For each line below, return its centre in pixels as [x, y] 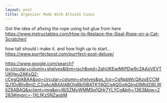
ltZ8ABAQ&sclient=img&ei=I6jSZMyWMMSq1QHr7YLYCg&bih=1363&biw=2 [83, 90]
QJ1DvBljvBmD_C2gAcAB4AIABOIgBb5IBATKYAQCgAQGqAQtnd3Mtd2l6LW [83, 84]
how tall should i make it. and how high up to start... [58, 49]
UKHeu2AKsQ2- [22, 74]
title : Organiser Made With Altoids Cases [50, 14]
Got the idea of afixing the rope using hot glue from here [63, 28]
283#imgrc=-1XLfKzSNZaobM [36, 95]
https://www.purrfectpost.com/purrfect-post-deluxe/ [60, 54]
